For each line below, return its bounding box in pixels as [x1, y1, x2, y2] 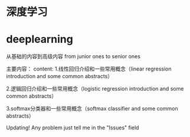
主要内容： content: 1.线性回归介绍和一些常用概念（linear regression [6, 65, 172, 72]
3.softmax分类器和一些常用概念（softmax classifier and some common [6, 105, 178, 112]
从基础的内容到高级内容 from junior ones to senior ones [6, 53, 140, 60]
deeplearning [6, 33, 74, 46]
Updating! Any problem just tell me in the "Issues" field [6, 124, 139, 131]
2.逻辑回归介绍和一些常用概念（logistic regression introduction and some [6, 85, 184, 92]
